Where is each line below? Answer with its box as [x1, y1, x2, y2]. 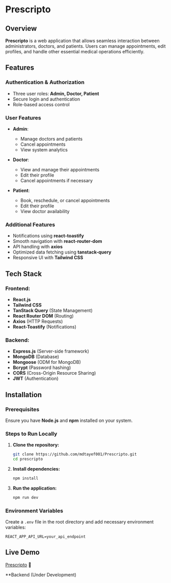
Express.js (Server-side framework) [12, 348, 90, 355]
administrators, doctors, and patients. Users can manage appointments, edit [5, 43, 166, 49]
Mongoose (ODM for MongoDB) [12, 359, 81, 365]
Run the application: [12, 485, 57, 491]
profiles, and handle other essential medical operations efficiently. [5, 49, 145, 54]
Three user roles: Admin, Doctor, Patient [12, 90, 99, 96]
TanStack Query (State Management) [12, 307, 93, 314]
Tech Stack [5, 269, 42, 278]
